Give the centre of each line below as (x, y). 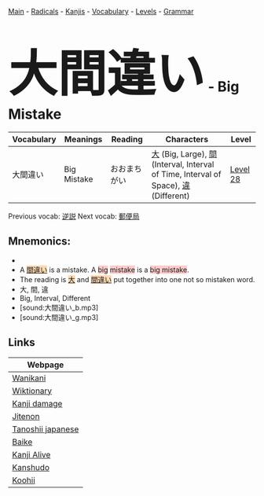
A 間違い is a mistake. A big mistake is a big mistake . (104, 270)
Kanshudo (31, 467)
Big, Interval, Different (55, 298)
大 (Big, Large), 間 (184, 154)
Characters (187, 139)
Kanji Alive (31, 454)
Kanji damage (37, 403)
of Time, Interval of (186, 174)
